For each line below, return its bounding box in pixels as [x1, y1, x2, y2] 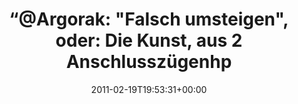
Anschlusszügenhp [65, 51, 233, 73]
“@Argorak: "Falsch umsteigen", [9, 8, 289, 31]
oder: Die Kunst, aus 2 [55, 29, 243, 52]
